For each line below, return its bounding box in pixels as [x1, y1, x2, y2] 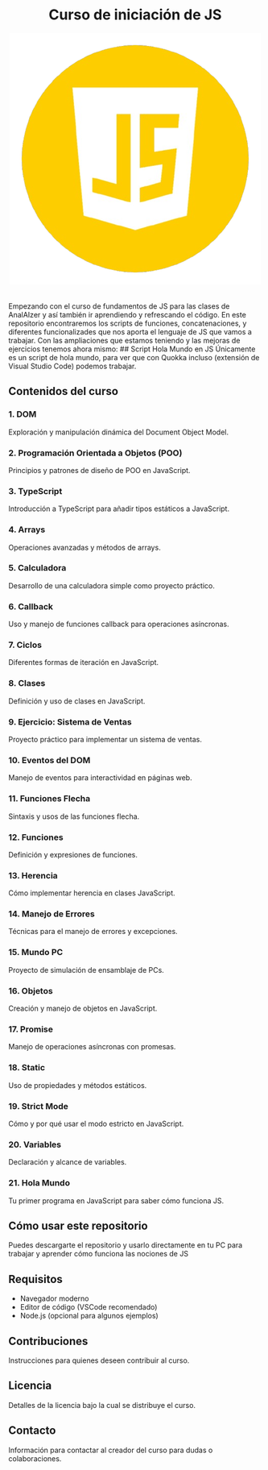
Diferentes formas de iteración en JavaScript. [8, 658, 159, 667]
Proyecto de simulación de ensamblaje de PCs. [8, 965, 165, 974]
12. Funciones [8, 832, 64, 843]
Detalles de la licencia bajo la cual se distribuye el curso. [8, 1400, 196, 1410]
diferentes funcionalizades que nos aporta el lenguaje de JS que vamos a [8, 326, 252, 336]
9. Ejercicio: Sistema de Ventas [8, 716, 132, 727]
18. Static [8, 1062, 46, 1073]
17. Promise [8, 1024, 54, 1035]
